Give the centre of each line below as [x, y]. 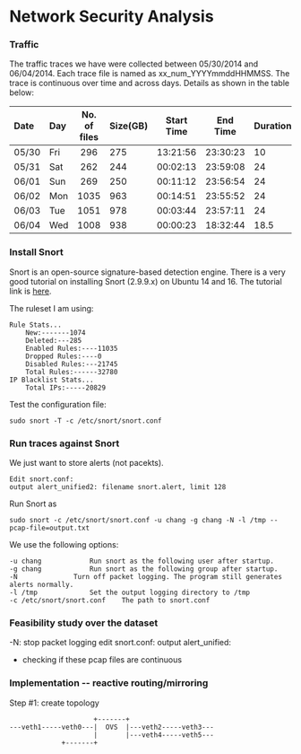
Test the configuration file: [58, 404]
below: [21, 92]
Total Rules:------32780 [72, 372]
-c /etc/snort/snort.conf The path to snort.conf [110, 601]
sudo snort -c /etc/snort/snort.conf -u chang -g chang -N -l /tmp [138, 521]
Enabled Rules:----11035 [72, 348]
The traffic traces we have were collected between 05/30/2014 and [134, 64]
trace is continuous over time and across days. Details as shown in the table [149, 83]
